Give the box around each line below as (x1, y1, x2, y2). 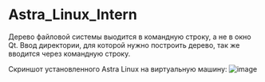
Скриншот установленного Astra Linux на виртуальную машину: (8, 64, 227, 73)
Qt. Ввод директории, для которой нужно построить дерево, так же (8, 40, 240, 49)
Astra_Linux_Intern (8, 6, 137, 24)
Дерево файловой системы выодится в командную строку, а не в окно (8, 32, 251, 41)
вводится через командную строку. (8, 49, 131, 58)
